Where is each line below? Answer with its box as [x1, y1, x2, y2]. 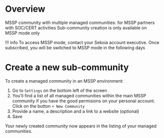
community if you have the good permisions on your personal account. [12, 98, 155, 104]
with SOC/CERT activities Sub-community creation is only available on [5, 24, 147, 30]
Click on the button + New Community [12, 103, 85, 109]
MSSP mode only [5, 30, 40, 36]
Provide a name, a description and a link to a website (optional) [12, 108, 140, 114]
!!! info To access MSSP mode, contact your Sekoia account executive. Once [5, 39, 160, 45]
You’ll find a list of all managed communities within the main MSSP [12, 92, 146, 98]
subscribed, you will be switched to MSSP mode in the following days [5, 45, 145, 50]
